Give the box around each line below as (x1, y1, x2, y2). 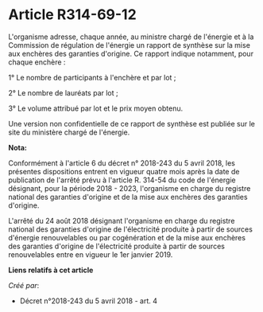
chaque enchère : (8, 57, 66, 67)
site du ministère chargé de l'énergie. (8, 127, 130, 137)
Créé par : (8, 280, 40, 290)
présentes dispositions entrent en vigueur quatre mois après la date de (8, 166, 240, 176)
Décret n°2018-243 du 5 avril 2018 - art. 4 (19, 296, 157, 306)
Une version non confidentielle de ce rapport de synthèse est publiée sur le (8, 119, 256, 128)
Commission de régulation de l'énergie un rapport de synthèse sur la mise (8, 40, 250, 49)
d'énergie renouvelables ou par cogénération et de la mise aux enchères (8, 232, 246, 242)
